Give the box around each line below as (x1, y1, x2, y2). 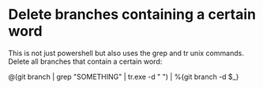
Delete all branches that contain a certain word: (8, 57, 163, 66)
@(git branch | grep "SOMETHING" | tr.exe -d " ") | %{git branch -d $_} (8, 72, 239, 81)
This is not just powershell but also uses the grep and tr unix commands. (8, 48, 245, 57)
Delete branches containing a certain (8, 6, 257, 24)
